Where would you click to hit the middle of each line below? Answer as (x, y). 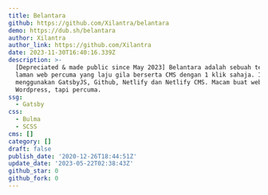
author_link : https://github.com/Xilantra (80, 45)
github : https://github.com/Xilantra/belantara (89, 23)
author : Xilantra (37, 38)
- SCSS (26, 127)
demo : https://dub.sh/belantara (62, 30)
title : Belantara (37, 16)
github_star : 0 (33, 171)
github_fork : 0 (33, 179)
